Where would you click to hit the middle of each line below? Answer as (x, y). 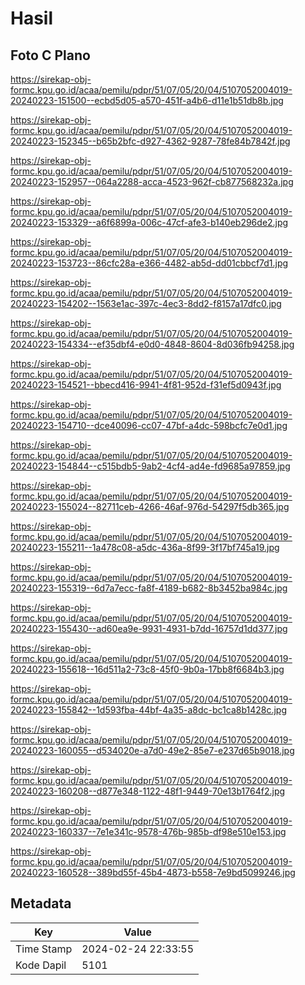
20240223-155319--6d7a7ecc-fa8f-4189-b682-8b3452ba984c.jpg (149, 588)
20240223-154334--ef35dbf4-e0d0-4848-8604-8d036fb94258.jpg (152, 344)
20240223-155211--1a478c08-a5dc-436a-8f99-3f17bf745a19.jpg (145, 547)
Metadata (41, 903)
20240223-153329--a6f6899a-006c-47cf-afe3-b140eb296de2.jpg (149, 222)
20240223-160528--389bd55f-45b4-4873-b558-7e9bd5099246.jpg (153, 872)
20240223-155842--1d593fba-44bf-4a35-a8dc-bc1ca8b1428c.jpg (149, 710)
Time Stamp (44, 949)
